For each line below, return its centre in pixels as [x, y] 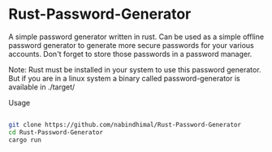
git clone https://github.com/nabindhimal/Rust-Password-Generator [125, 124]
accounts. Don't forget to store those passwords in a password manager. [130, 54]
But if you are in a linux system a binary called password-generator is [125, 78]
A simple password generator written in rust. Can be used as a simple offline [136, 37]
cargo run [25, 140]
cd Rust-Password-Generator [56, 132]
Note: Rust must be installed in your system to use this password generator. [135, 69]
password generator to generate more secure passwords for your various [131, 45]
